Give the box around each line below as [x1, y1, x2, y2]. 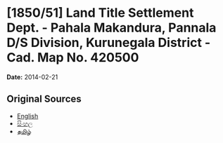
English [16, 111, 39, 120]
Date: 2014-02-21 [6, 72, 58, 81]
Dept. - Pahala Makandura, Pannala [6, 20, 217, 36]
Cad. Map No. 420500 [6, 50, 139, 66]
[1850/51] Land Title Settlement [6, 5, 194, 21]
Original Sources [6, 93, 82, 105]
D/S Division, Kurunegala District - [6, 35, 211, 50]
